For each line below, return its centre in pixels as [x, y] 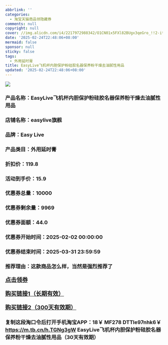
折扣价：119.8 [22, 164]
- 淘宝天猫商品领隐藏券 [30, 19]
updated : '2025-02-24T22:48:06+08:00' [45, 70]
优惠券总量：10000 [29, 193]
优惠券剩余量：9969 [30, 208]
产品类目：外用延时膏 [31, 149]
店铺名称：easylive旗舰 [34, 120]
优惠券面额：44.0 [26, 223]
